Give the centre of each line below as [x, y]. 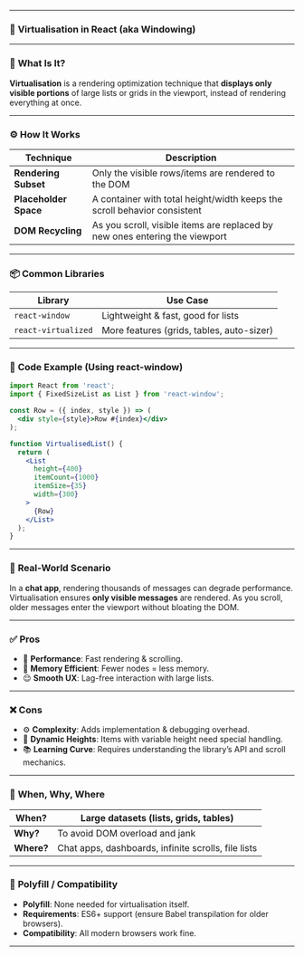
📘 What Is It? [38, 63]
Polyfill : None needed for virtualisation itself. [106, 904]
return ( [34, 452]
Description [191, 158]
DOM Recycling [48, 230]
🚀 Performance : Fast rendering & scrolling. [103, 658]
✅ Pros [25, 639]
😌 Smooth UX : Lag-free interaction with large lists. [118, 678]
